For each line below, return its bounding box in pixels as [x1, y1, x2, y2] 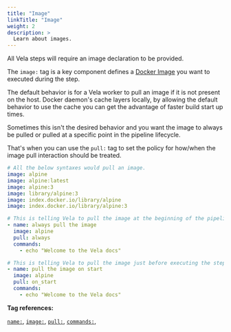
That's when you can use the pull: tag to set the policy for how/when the [7, 144, 216, 152]
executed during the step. [7, 75, 80, 83]
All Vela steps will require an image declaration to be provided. [7, 54, 184, 62]
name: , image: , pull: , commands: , [7, 317, 96, 325]
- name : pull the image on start [7, 265, 103, 273]
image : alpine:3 [7, 183, 54, 191]
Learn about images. [13, 36, 72, 43]
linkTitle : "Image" [7, 16, 63, 23]
